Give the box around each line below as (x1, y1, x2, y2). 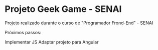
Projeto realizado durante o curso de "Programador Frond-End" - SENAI (5, 20, 153, 26)
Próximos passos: (5, 29, 42, 35)
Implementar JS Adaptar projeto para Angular (5, 39, 99, 45)
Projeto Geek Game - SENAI (5, 3, 122, 15)
